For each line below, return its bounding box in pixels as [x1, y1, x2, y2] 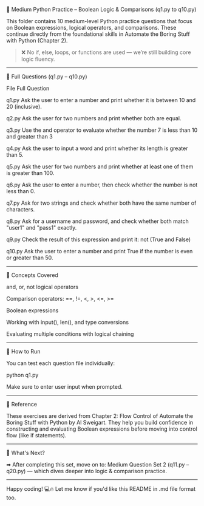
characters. [6, 206, 35, 213]
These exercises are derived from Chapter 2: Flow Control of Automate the [6, 412, 193, 419]
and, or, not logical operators [6, 283, 79, 290]
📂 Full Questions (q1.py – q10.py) [6, 73, 87, 80]
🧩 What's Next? [6, 450, 46, 456]
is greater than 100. [6, 169, 55, 176]
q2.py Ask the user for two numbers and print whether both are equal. [6, 115, 182, 121]
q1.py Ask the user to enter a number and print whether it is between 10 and [6, 97, 196, 103]
